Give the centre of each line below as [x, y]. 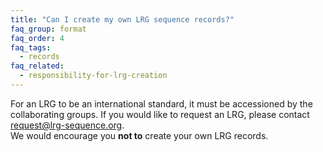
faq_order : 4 [37, 38]
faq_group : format [48, 29]
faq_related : [37, 66]
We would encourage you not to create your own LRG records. [139, 135]
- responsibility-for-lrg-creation [93, 76]
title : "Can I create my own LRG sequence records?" [122, 19]
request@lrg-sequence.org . [67, 125]
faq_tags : [31, 47]
